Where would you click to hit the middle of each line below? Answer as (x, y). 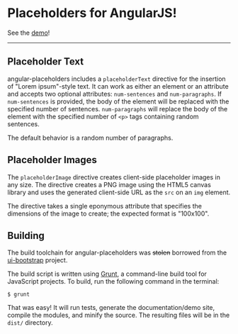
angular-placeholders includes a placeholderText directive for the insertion (117, 79)
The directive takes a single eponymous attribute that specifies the (104, 206)
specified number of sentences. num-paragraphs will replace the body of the (118, 108)
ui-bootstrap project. (38, 260)
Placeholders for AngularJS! (92, 13)
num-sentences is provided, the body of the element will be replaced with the (118, 101)
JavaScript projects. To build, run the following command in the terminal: (113, 282)
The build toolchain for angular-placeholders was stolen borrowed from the (117, 252)
